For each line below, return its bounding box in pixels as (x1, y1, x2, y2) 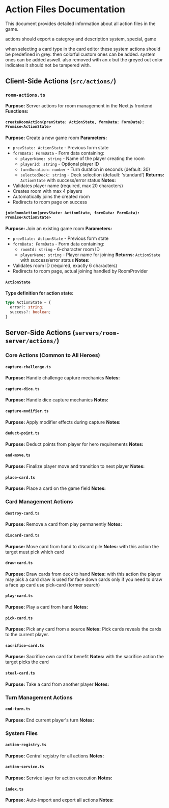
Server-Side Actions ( (5, 328, 75, 337)
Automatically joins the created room (12, 193, 90, 199)
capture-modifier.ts (5, 409, 49, 414)
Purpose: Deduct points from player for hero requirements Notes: (5, 441, 144, 447)
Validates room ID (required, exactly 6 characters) (12, 262, 118, 269)
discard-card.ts (5, 533, 40, 538)
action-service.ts (5, 765, 44, 770)
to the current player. (5, 632, 49, 638)
